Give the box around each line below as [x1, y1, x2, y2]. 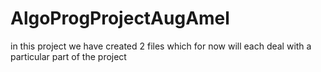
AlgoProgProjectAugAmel [10, 7, 230, 30]
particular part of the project [10, 50, 127, 62]
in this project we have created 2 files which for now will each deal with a [10, 40, 312, 52]
